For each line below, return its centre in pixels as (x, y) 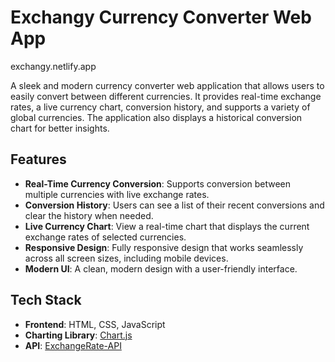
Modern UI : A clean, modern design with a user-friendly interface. (161, 268)
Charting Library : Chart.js (78, 335)
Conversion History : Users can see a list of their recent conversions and (174, 205)
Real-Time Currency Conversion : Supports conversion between (158, 183)
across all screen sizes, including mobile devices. (126, 258)
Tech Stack (46, 300)
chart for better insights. (60, 128)
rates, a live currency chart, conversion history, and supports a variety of (160, 107)
